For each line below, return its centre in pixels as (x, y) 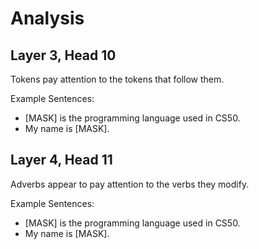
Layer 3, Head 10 (63, 55)
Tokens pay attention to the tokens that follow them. (117, 79)
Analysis (47, 18)
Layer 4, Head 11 (61, 160)
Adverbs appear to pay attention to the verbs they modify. (130, 184)
